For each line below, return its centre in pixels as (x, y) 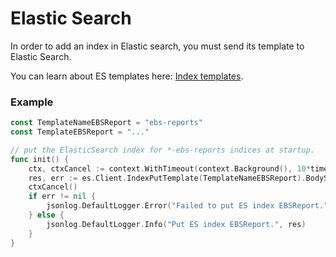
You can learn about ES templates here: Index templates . (127, 76)
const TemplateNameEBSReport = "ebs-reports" (106, 123)
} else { (46, 215)
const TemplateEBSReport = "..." (80, 132)
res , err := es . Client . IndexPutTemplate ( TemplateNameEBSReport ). (167, 178)
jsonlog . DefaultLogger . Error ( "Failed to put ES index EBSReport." (187, 206)
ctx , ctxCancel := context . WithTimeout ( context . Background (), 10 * (169, 168)
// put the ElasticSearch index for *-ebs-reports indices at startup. (162, 150)
